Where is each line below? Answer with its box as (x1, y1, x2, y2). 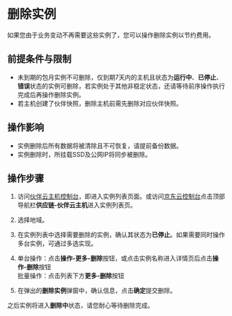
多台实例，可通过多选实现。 (17, 239, 98, 248)
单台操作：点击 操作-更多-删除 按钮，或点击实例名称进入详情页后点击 (17, 254, 212, 262)
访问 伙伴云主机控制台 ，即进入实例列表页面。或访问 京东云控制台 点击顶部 (17, 193, 225, 201)
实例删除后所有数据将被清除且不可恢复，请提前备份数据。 (17, 141, 183, 150)
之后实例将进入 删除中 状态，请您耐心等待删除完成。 (7, 301, 154, 310)
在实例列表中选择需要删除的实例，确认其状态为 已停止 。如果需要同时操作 (17, 231, 225, 239)
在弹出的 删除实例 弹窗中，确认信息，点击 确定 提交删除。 (17, 287, 176, 295)
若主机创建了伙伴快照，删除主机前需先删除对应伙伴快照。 (17, 99, 183, 107)
